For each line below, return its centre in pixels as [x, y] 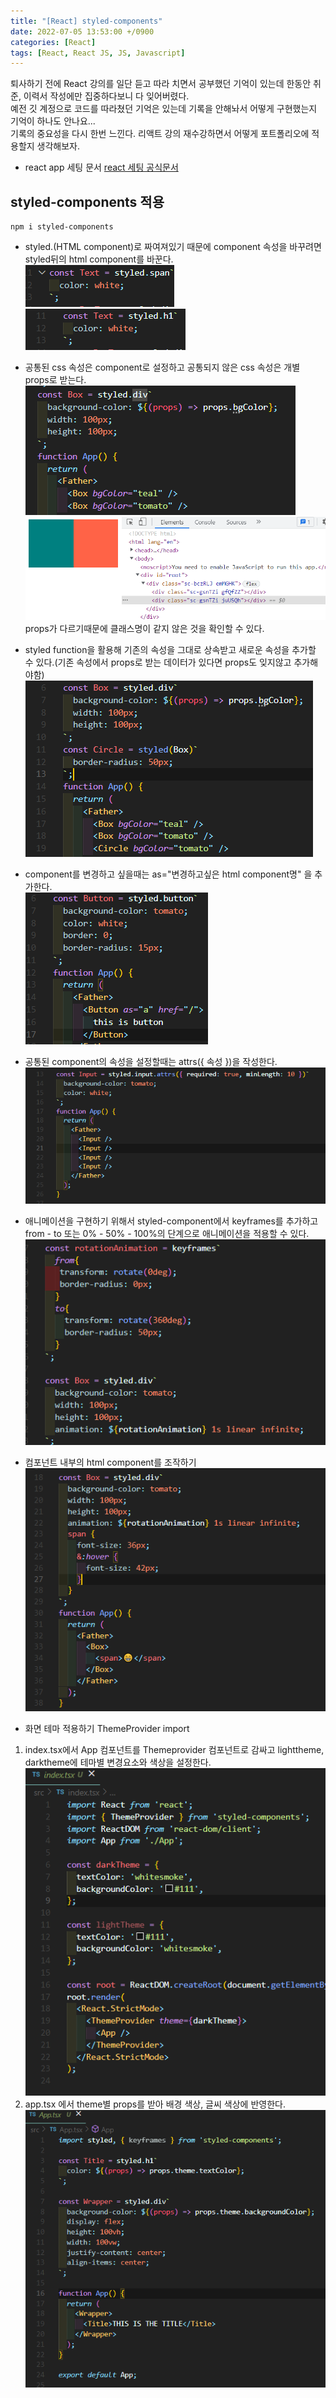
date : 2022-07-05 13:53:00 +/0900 [82, 31]
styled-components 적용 [87, 201]
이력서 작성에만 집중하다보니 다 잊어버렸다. [106, 96]
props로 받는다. [55, 380]
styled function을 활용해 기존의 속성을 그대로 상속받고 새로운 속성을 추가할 [170, 650]
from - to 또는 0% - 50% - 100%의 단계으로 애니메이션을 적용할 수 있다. [167, 1234]
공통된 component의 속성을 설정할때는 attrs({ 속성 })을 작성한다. [151, 1062]
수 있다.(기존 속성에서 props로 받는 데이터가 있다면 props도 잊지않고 [158, 662]
